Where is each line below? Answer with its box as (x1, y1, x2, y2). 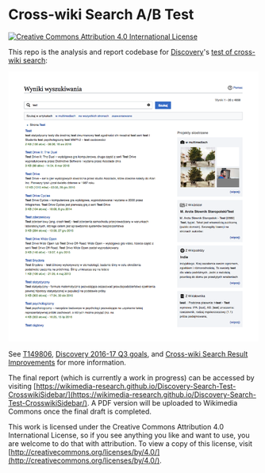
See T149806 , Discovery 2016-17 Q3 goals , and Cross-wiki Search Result (8, 349, 248, 359)
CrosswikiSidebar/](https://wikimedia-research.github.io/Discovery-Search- (8, 390, 256, 399)
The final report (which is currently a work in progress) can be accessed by (8, 373, 255, 383)
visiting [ (8, 382, 36, 391)
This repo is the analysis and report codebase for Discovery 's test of (8, 47, 232, 56)
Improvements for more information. (8, 358, 127, 368)
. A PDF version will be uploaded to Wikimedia (86, 399, 238, 408)
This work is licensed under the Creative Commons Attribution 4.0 (8, 422, 225, 432)
